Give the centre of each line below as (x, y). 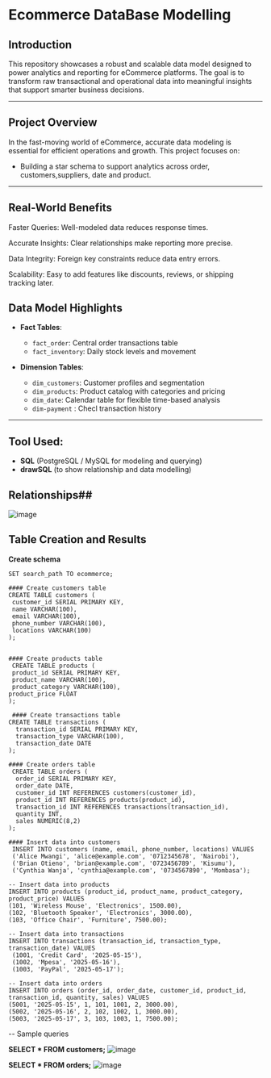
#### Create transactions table (66, 715)
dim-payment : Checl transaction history (97, 408)
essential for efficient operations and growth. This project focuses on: (124, 150)
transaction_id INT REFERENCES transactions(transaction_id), (122, 807)
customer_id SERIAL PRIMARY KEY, (68, 602)
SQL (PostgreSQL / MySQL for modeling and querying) (111, 461)
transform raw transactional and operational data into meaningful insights (130, 81)
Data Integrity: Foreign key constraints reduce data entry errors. (114, 258)
